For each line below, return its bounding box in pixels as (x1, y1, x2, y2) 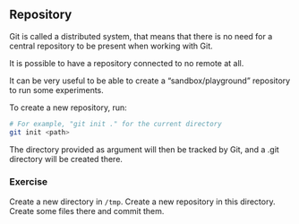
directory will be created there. (9, 153, 124, 164)
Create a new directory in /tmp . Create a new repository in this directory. (9, 196, 276, 207)
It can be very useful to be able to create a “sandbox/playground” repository (9, 75, 291, 86)
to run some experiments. (9, 84, 105, 95)
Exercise (9, 176, 48, 188)
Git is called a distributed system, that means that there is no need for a (9, 30, 273, 41)
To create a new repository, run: (9, 102, 127, 113)
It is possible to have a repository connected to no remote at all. (9, 57, 244, 68)
